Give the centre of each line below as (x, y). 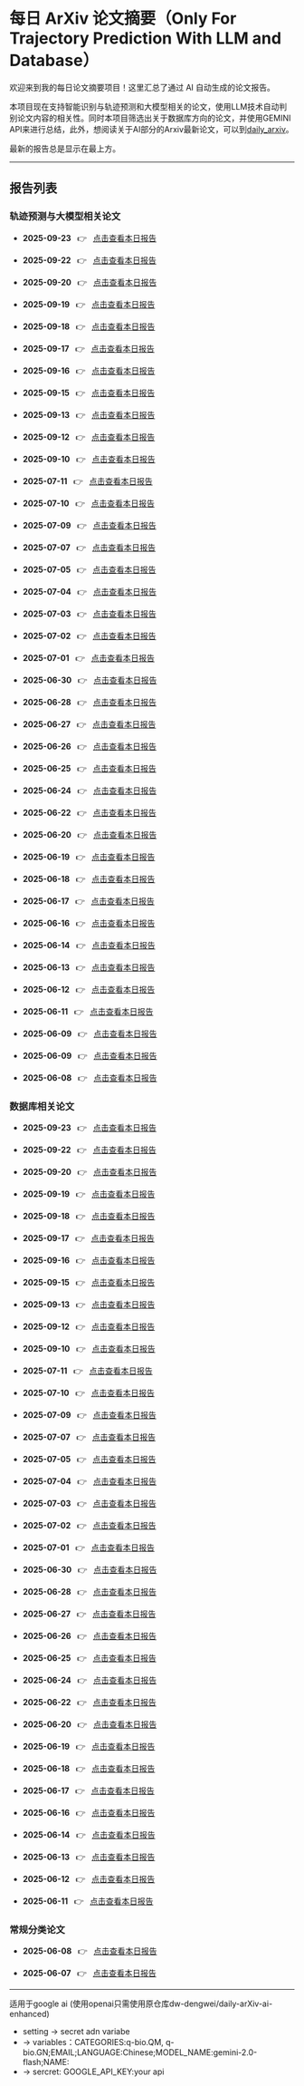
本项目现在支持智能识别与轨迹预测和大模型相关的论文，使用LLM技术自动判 (148, 106)
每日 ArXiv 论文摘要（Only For (123, 19)
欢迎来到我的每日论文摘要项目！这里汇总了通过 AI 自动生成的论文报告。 (142, 87)
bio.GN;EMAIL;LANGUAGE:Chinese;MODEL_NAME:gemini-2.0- (140, 2052)
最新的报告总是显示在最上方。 (65, 148)
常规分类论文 (38, 1929)
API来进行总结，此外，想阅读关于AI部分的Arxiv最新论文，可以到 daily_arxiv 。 (152, 129)
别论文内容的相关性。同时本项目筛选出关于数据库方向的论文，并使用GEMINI (150, 118)
